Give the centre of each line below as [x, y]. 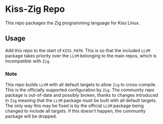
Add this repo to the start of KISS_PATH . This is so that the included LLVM [78, 50]
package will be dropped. [31, 116]
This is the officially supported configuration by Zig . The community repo [80, 90]
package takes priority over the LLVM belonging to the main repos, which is [81, 56]
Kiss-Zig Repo [35, 9]
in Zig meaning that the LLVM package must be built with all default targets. [81, 101]
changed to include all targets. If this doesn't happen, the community [76, 111]
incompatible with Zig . [28, 61]
